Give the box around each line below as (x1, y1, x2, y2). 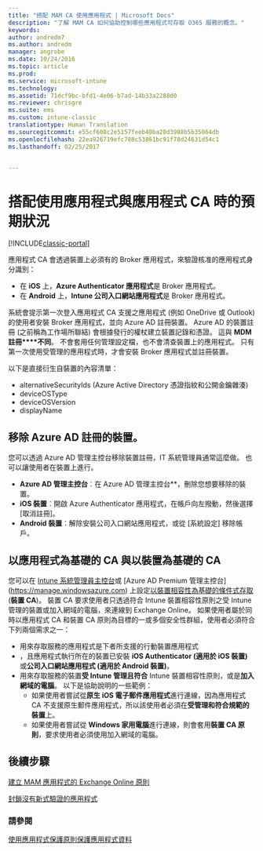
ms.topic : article (8, 63, 68, 71)
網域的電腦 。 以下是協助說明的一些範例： (19, 680, 153, 690)
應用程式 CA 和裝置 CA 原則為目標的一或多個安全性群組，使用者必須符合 (21, 615, 255, 624)
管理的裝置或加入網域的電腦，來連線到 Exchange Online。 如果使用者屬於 (8, 605, 246, 614)
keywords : (8, 26, 41, 34)
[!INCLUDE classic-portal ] (8, 238, 90, 248)
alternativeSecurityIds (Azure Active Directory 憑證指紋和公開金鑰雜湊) (19, 380, 249, 390)
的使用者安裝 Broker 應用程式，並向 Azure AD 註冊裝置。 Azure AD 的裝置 (8, 318, 247, 327)
